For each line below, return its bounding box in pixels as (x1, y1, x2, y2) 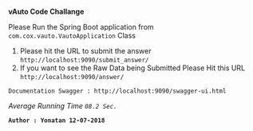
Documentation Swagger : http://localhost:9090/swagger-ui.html (8, 87, 227, 95)
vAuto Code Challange (8, 7, 85, 16)
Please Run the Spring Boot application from (8, 22, 154, 31)
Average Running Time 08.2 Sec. (8, 101, 117, 110)
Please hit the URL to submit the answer (19, 46, 152, 55)
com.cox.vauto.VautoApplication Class (8, 31, 136, 40)
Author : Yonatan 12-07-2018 (8, 117, 105, 125)
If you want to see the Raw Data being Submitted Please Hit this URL (19, 63, 246, 73)
